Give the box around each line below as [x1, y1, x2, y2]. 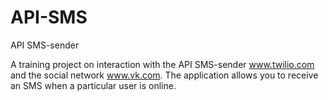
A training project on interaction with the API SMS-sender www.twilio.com [10, 58, 315, 70]
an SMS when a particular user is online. [10, 79, 177, 91]
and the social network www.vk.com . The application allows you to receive [10, 69, 319, 81]
